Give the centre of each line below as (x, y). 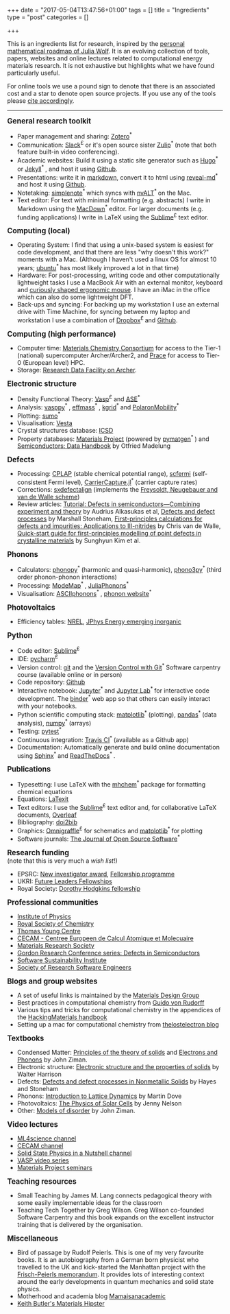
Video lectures (33, 1124)
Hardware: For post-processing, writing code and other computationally (118, 275)
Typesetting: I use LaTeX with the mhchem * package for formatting (111, 784)
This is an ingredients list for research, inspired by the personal (96, 44)
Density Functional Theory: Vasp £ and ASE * (78, 398)
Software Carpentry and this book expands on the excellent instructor (115, 1217)
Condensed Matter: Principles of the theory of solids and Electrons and (117, 1052)
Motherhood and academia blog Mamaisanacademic (91, 1296)
